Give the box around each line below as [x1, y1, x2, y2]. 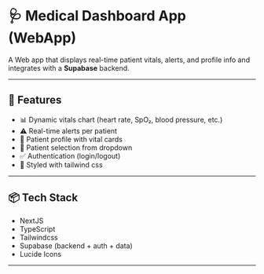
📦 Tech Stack [8, 191, 79, 205]
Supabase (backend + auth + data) [19, 241, 134, 250]
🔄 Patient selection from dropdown [19, 143, 133, 152]
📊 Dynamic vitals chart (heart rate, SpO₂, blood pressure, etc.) [19, 115, 223, 124]
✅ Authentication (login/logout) [19, 151, 121, 160]
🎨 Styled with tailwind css [19, 159, 104, 170]
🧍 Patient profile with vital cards [19, 134, 123, 144]
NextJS [19, 216, 44, 225]
